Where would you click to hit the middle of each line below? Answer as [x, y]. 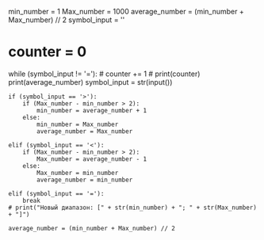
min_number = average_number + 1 [92, 110]
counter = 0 [48, 52]
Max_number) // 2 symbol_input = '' [67, 20]
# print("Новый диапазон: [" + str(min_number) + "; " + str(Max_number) [133, 208]
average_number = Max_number [85, 131]
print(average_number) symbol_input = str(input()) [90, 82]
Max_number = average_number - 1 [92, 159]
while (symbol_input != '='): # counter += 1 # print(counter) [104, 74]
